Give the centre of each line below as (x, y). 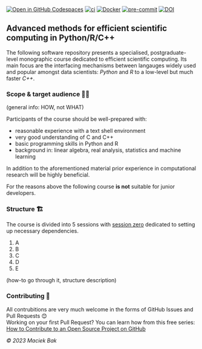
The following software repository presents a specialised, (78, 52)
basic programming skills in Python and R (67, 144)
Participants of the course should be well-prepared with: (77, 119)
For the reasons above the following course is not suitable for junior (91, 187)
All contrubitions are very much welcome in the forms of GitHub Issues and (100, 309)
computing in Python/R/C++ (60, 38)
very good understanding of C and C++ (64, 137)
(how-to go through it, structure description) (61, 280)
